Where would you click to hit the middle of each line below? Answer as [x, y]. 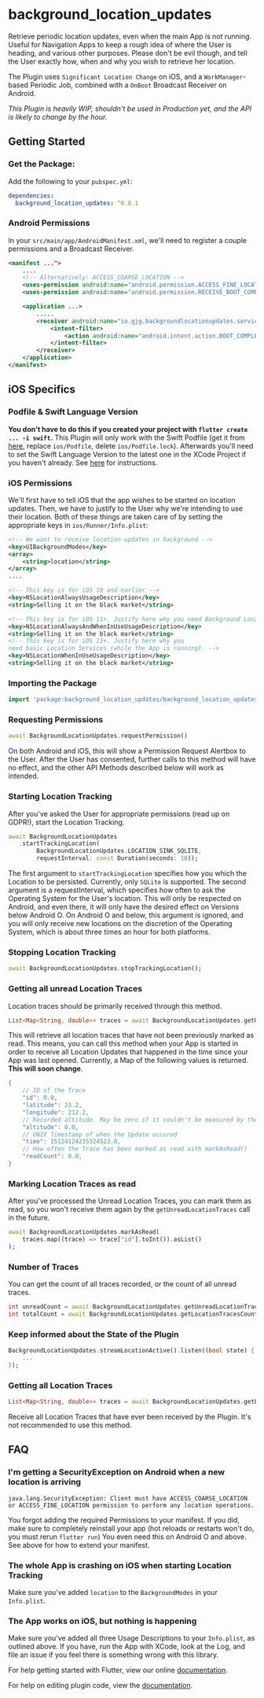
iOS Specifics [42, 390]
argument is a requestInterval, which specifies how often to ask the [117, 890]
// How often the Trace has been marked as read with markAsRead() [135, 1149]
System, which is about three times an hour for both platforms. [109, 932]
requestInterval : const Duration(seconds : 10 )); [117, 858]
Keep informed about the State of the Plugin [93, 1334]
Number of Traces [44, 1267]
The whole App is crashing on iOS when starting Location [120, 1565]
